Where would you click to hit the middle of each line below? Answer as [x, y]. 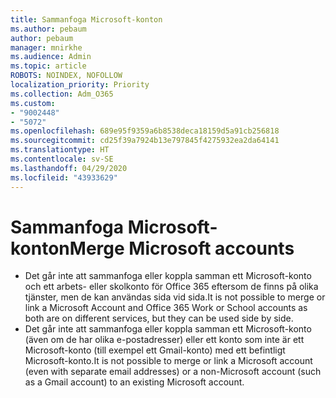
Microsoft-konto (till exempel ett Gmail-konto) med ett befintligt [155, 350]
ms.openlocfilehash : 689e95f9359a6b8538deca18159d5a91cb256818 [145, 131]
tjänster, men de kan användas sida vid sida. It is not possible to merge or [175, 297]
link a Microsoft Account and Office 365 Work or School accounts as [166, 308]
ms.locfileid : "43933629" [64, 177]
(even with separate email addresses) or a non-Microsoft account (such [173, 372]
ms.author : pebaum [48, 29]
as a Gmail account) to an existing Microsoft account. [134, 382]
